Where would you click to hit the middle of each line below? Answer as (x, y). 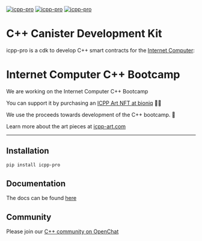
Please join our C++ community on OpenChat (63, 231)
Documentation (36, 183)
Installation (28, 151)
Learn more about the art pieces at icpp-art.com (66, 126)
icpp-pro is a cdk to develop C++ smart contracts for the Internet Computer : (101, 50)
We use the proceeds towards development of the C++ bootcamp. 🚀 (91, 114)
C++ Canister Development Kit (84, 34)
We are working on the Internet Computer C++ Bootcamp (77, 91)
